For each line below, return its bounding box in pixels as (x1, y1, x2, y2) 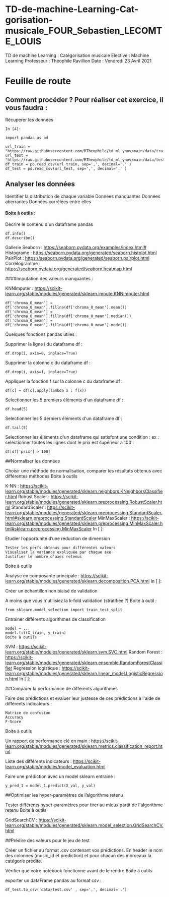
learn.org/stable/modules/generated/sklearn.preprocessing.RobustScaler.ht (5, 499, 162, 505)
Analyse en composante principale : (5, 572, 79, 578)
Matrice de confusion (5, 710, 51, 715)
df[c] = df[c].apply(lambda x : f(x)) (5, 388, 87, 393)
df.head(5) (5, 406, 28, 411)
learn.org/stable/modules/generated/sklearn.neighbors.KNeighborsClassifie (5, 488, 163, 494)
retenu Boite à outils (5, 807, 47, 813)
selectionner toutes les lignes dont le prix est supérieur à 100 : (5, 439, 134, 445)
